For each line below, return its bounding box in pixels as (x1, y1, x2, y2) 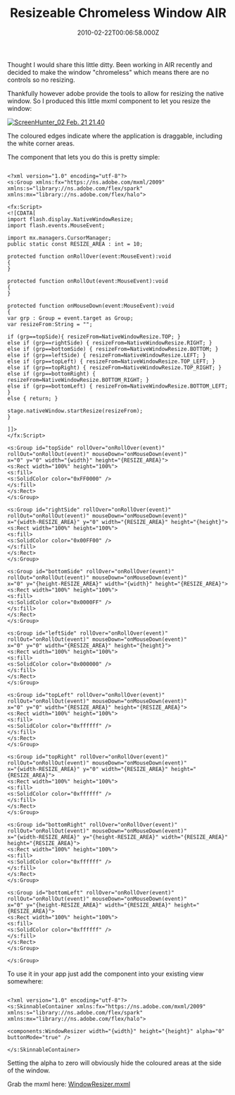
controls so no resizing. (7, 76, 75, 84)
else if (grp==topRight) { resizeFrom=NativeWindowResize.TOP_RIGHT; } (7, 364, 222, 371)
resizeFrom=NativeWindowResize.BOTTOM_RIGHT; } (7, 376, 150, 383)
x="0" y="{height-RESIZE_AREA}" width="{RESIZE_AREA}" (7, 902, 172, 909)
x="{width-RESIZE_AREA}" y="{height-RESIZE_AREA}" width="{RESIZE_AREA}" (7, 833, 229, 841)
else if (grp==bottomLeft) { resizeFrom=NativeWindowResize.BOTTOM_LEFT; (7, 383, 229, 390)
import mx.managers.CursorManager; (7, 234, 112, 241)
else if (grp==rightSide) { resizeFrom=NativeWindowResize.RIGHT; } (7, 339, 212, 347)
